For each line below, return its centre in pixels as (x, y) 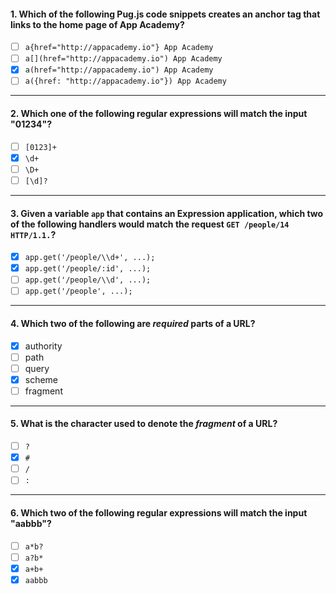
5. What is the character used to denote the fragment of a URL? (144, 424)
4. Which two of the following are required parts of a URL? (133, 323)
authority (43, 346)
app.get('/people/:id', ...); (88, 269)
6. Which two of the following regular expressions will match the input (159, 512)
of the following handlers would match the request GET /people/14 (150, 224)
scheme (41, 379)
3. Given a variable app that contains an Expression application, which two (167, 213)
